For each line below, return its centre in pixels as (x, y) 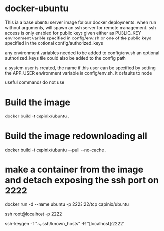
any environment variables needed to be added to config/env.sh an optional (82, 53)
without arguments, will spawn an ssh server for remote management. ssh (81, 27)
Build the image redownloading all (76, 136)
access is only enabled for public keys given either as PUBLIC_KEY (73, 33)
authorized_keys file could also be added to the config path (65, 58)
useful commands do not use (35, 82)
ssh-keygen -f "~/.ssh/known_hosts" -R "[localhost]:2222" (65, 223)
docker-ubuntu (37, 9)
